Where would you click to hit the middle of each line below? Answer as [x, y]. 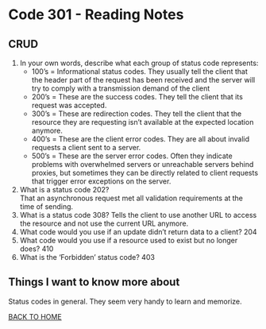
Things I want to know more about [94, 283]
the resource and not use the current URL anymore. [104, 223]
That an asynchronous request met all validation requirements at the [131, 198]
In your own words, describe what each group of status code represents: [139, 63]
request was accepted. [69, 105]
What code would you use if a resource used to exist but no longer [129, 240]
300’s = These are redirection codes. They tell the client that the [137, 114]
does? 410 [37, 249]
